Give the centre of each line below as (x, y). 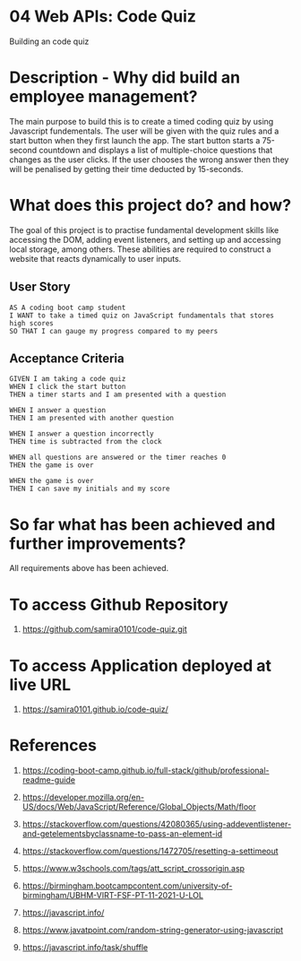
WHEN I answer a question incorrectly (82, 434)
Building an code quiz (49, 41)
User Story (40, 287)
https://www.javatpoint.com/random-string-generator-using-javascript (153, 931)
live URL (40, 684)
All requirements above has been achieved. (89, 568)
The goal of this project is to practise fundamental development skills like (144, 229)
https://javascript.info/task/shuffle (85, 948)
